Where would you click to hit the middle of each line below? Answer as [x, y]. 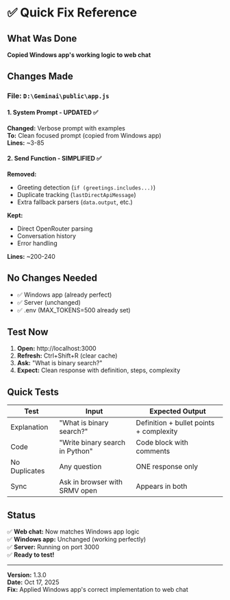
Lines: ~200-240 [31, 256]
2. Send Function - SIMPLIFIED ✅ [54, 159]
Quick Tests [33, 392]
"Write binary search [92, 443]
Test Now [28, 332]
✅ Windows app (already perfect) [64, 295]
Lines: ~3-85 [26, 143]
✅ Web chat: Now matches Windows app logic [74, 531]
